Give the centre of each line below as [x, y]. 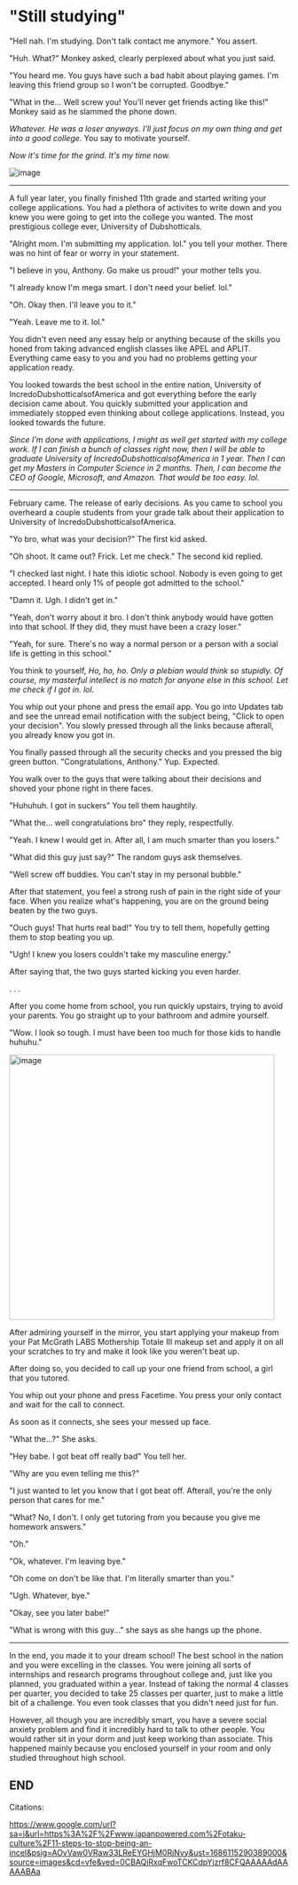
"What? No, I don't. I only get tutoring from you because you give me [135, 1517]
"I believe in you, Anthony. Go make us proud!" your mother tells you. [135, 270]
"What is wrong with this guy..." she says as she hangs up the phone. [135, 1630]
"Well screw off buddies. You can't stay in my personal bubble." [125, 874]
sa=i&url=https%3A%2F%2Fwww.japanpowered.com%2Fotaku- [128, 1833]
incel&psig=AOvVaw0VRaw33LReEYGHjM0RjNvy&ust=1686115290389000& [148, 1852]
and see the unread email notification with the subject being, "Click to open [147, 716]
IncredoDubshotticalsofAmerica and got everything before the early [133, 394]
